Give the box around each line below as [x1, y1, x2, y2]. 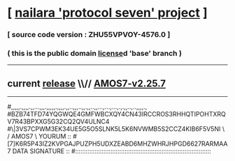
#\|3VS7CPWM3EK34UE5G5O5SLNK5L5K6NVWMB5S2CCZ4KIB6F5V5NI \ [7, 125, 225, 133]
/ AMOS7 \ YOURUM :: [7, 132, 72, 141]
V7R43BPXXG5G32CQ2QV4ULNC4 [7, 117, 110, 126]
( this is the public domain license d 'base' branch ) [7, 49, 182, 59]
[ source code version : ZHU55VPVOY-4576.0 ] [7, 30, 171, 40]
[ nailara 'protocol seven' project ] [7, 5, 208, 21]
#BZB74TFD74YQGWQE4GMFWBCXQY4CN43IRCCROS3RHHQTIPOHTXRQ [7, 110, 226, 118]
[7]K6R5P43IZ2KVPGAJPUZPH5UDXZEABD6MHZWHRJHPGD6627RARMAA [7, 139, 228, 148]
